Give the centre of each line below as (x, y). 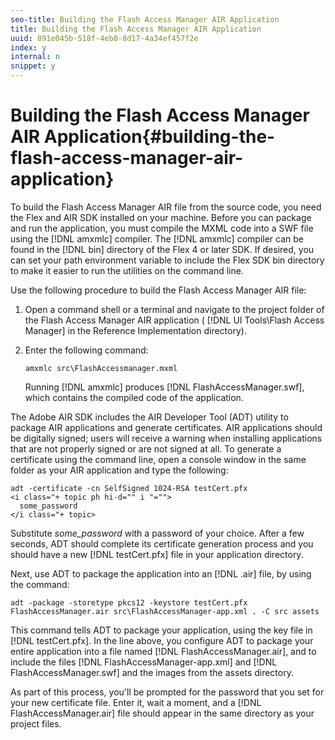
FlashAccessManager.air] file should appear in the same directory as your (162, 713)
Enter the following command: (86, 350)
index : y (28, 47)
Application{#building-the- (159, 137)
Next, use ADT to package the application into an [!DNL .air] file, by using (161, 573)
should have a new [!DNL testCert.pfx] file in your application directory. (157, 554)
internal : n (35, 57)
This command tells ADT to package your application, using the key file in (161, 630)
